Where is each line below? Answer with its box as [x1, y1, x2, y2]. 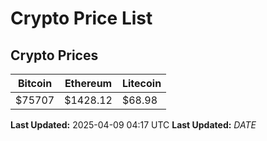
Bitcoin [17, 77, 53, 90]
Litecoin [121, 77, 162, 90]
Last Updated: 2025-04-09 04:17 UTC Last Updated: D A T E [10, 119, 257, 131]
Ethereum [64, 77, 113, 90]
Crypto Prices [10, 47, 99, 64]
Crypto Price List [10, 7, 153, 30]
